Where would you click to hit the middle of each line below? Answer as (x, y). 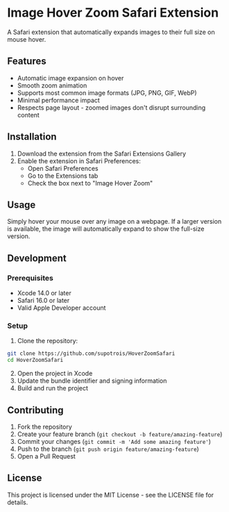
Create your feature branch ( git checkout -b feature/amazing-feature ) (120, 434)
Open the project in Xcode (55, 374)
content (28, 115)
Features (27, 61)
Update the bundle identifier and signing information (92, 381)
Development (37, 258)
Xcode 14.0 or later (44, 293)
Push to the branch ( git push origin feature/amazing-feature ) (108, 449)
